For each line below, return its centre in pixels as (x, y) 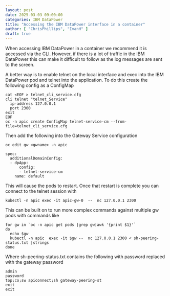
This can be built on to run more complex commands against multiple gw (82, 210)
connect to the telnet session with (41, 191)
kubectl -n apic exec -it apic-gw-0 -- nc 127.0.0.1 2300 (71, 200)
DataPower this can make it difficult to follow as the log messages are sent (84, 59)
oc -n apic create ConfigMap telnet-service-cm (57, 122)
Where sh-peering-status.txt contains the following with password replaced (85, 257)
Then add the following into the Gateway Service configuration (71, 135)
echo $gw (19, 234)
